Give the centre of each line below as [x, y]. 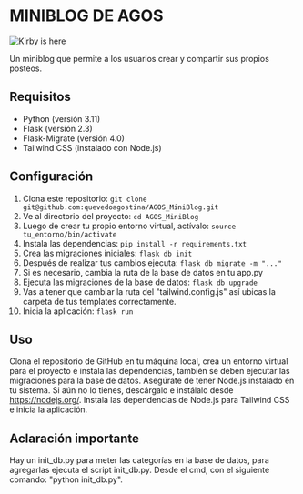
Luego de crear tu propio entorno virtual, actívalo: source [129, 226]
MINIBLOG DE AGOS [86, 16]
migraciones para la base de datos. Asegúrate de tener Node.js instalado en [152, 381]
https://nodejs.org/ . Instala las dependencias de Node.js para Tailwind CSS [150, 400]
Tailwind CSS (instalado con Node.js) [92, 147]
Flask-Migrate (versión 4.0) [74, 138]
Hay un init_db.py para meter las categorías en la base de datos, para [140, 460]
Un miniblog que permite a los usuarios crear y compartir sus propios [140, 58]
